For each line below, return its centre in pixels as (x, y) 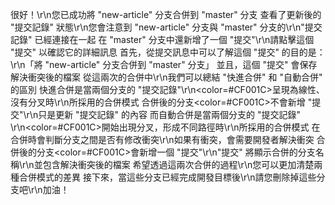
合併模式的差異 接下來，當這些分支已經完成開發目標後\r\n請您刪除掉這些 (167, 177)
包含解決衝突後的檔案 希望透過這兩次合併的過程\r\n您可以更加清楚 (178, 164)
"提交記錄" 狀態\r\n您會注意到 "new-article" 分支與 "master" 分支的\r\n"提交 (166, 27)
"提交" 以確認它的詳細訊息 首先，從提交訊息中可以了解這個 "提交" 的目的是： (168, 52)
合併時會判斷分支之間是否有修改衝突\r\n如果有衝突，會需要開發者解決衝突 (162, 139)
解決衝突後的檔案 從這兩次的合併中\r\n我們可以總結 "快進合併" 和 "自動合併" (166, 77)
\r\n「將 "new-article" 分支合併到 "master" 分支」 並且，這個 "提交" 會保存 (164, 64)
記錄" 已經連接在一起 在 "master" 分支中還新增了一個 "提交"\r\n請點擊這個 (162, 39)
